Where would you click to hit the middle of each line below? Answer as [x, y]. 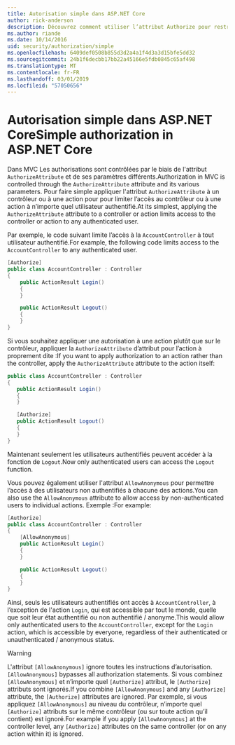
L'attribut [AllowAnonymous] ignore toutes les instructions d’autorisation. [110, 667]
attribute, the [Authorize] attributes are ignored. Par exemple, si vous [107, 697]
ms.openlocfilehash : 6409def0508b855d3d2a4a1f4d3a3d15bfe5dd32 [101, 53]
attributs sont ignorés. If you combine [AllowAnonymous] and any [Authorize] [116, 689]
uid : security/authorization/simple [60, 46]
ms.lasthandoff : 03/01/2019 [48, 79]
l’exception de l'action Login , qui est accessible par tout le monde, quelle [112, 610]
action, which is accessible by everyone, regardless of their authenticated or [117, 632]
